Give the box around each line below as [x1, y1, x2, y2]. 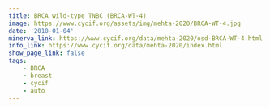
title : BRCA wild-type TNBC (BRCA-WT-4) [8, 11, 148, 20]
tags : [8, 57, 27, 65]
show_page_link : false [8, 49, 85, 57]
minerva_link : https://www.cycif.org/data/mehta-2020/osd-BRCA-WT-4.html [8, 34, 264, 43]
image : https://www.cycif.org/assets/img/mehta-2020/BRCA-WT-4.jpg [8, 19, 242, 27]
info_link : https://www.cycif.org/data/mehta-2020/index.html [8, 42, 223, 50]
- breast [23, 72, 53, 80]
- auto [23, 86, 45, 95]
